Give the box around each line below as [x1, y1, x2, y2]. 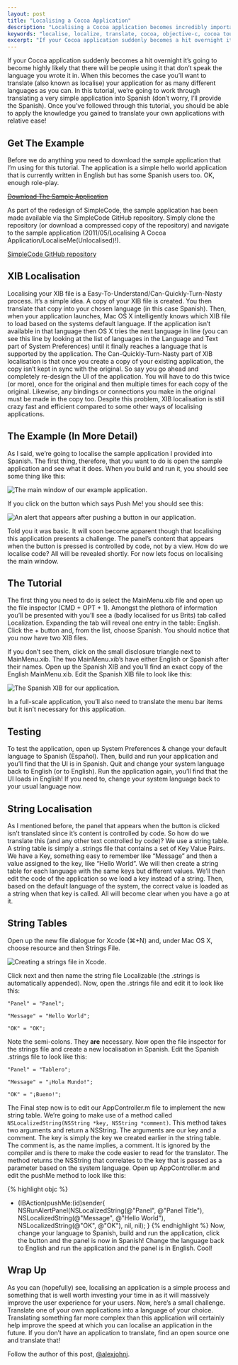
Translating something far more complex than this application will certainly [7, 1313, 225, 1322]
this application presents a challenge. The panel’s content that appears [7, 534, 215, 542]
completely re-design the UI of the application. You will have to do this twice [7, 372, 230, 380]
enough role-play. [7, 178, 59, 186]
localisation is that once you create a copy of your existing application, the [7, 357, 225, 365]
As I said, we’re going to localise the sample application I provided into [7, 449, 212, 457]
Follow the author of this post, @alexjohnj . [7, 1349, 130, 1358]
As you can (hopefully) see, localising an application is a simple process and [7, 1283, 230, 1291]
